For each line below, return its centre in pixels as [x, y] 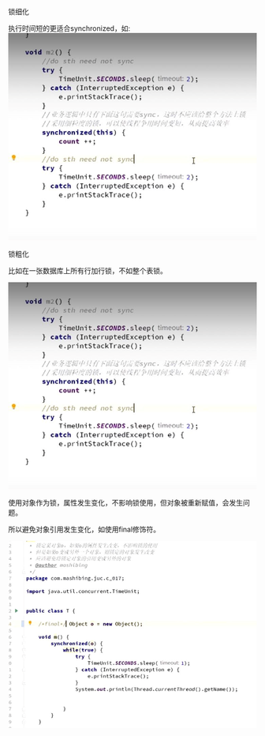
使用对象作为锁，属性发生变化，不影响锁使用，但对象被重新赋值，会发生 [125, 503]
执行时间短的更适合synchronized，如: [69, 28]
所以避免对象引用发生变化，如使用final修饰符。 [84, 529]
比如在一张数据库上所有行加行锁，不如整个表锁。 [88, 270]
